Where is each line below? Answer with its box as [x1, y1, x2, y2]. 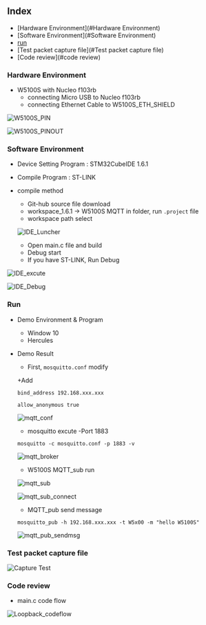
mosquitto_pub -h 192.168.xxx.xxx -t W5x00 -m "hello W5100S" [17, 519, 200, 526]
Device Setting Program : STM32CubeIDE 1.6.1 [17, 160, 149, 168]
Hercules [27, 336, 54, 344]
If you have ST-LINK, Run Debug [27, 256, 120, 264]
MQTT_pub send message [27, 505, 103, 513]
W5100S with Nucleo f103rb [17, 86, 96, 94]
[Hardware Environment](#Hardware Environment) [17, 23, 161, 32]
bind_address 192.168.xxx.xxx [17, 389, 105, 396]
